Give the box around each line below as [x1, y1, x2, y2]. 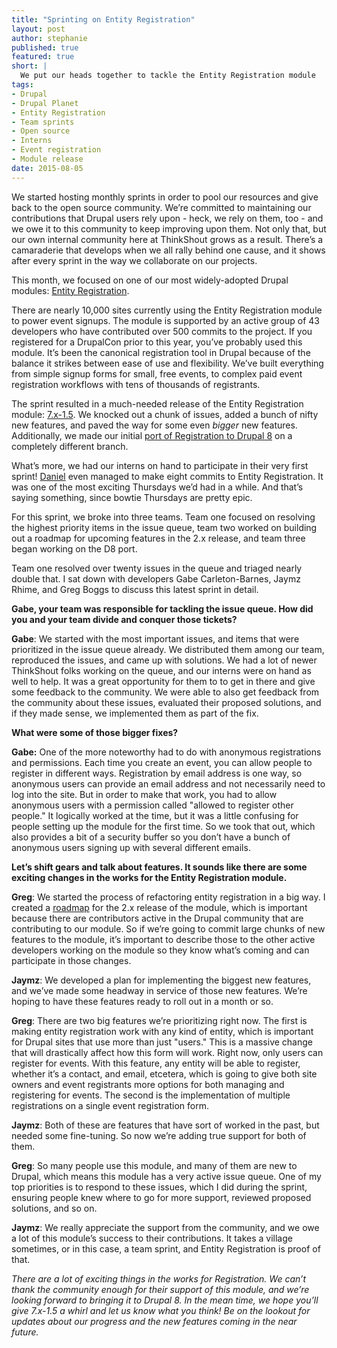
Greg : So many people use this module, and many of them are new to [11, 1159, 298, 1171]
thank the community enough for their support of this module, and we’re [11, 1283, 310, 1295]
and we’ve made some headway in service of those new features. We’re [11, 984, 308, 996]
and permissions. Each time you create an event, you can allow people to [11, 756, 313, 768]
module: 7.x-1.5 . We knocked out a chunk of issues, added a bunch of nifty [11, 408, 319, 420]
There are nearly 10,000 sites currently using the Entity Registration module [11, 304, 323, 316]
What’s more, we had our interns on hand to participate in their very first [11, 459, 309, 471]
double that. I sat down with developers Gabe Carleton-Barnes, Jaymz [11, 572, 301, 585]
